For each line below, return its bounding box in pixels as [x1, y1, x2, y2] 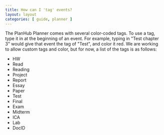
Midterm [12, 109, 30, 115]
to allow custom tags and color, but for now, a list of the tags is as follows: [5, 46, 157, 52]
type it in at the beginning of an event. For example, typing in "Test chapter [5, 35, 159, 41]
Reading [12, 66, 30, 72]
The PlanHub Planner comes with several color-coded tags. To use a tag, [5, 30, 156, 36]
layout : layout [5, 12, 37, 17]
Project [12, 72, 27, 78]
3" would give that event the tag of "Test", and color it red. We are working [5, 41, 159, 47]
